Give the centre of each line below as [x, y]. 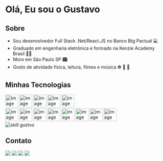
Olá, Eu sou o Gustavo [53, 9]
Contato [18, 141]
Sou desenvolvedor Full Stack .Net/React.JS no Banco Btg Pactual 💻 [85, 41]
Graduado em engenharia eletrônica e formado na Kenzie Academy [84, 48]
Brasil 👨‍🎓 [22, 54]
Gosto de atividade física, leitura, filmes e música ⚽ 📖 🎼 [71, 67]
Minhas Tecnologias [38, 85]
